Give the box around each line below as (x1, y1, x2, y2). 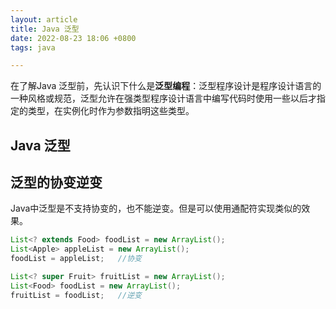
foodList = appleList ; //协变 (10, 254, 142, 264)
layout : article (10, 14, 78, 25)
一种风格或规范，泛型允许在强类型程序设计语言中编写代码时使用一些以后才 (10, 92, 317, 105)
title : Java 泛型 (10, 24, 80, 34)
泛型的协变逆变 (10, 174, 103, 191)
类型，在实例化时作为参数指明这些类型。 (27, 105, 195, 117)
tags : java (10, 42, 56, 53)
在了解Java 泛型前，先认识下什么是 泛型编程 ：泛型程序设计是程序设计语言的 (10, 80, 322, 92)
